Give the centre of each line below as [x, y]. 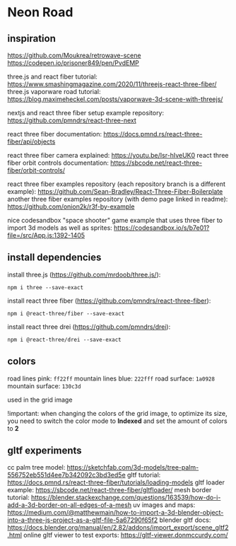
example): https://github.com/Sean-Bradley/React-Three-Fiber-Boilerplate [115, 191]
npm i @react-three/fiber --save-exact [66, 313]
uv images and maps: [164, 505]
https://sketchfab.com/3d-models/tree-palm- [133, 467]
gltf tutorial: [144, 475]
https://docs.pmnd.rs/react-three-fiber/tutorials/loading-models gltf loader [116, 482]
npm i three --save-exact [45, 287]
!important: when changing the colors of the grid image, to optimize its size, [117, 413]
